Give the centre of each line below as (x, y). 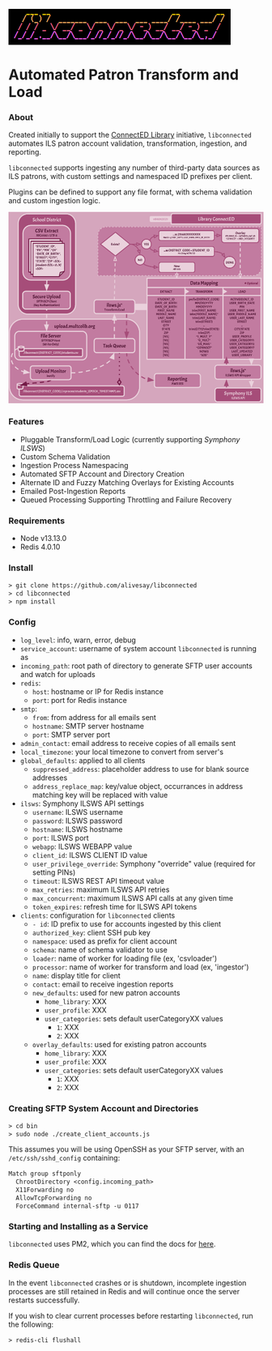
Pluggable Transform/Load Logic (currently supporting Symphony (130, 439)
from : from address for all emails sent (94, 717)
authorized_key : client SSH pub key (91, 932)
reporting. (25, 152)
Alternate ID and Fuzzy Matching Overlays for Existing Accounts (127, 482)
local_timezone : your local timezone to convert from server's (122, 752)
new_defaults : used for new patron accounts (106, 992)
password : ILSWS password (77, 820)
